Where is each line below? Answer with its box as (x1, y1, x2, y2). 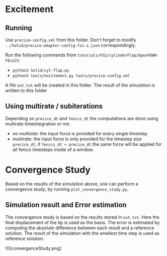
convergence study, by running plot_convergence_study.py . (5, 186, 129, 192)
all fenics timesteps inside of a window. (12, 146, 94, 152)
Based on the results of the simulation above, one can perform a (5, 181, 138, 187)
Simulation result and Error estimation (5, 201, 127, 209)
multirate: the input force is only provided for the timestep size (12, 136, 142, 142)
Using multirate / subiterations (5, 102, 103, 111)
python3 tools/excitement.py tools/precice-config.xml (12, 73, 130, 78)
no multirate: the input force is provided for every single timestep (12, 130, 147, 136)
